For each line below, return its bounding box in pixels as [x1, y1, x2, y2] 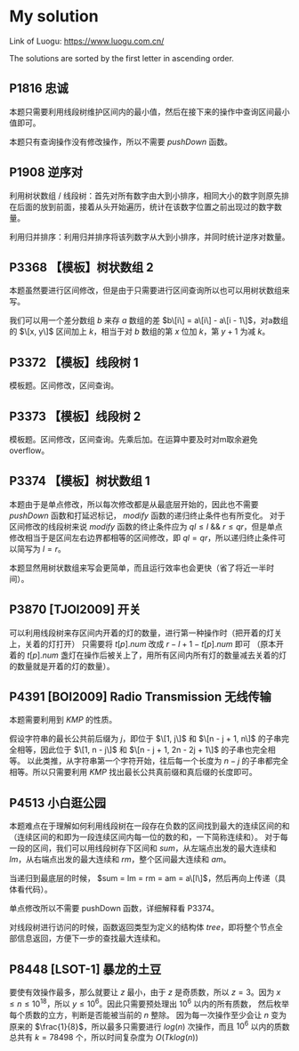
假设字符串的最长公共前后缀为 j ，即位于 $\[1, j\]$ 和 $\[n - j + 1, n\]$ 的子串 [9, 733, 282, 744]
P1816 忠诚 [9, 81, 69, 96]
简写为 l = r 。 [16, 543, 67, 554]
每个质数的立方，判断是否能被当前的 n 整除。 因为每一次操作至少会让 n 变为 [9, 1009, 287, 1020]
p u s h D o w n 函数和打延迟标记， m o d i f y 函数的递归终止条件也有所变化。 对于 [9, 510, 287, 521]
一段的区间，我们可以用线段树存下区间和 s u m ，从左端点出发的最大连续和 [9, 843, 277, 853]
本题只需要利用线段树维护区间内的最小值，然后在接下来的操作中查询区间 [9, 106, 274, 117]
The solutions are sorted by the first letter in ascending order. [9, 53, 234, 63]
